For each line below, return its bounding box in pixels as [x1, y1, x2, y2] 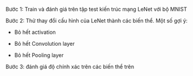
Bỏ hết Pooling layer [14, 52, 64, 59]
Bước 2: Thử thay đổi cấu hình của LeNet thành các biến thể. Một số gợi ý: [5, 17, 188, 24]
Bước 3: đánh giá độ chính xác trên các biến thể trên [5, 63, 135, 70]
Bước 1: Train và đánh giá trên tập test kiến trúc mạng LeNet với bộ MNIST [5, 6, 187, 12]
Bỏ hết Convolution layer [14, 40, 75, 47]
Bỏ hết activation [14, 28, 56, 36]
